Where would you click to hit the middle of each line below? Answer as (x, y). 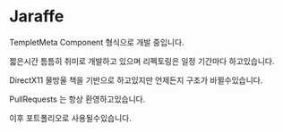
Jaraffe (37, 16)
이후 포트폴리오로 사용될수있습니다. (70, 118)
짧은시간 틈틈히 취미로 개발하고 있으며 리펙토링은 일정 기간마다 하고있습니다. (142, 61)
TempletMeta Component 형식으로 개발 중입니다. (97, 42)
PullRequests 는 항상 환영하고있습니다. (77, 99)
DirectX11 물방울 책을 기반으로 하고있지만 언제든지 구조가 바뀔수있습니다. (136, 80)
